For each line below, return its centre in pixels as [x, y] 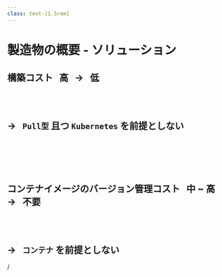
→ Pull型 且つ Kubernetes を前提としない [96, 126]
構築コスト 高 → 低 [53, 78]
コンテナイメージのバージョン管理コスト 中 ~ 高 [111, 188]
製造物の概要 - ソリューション [92, 50]
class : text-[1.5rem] [39, 14]
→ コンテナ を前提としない [63, 250]
